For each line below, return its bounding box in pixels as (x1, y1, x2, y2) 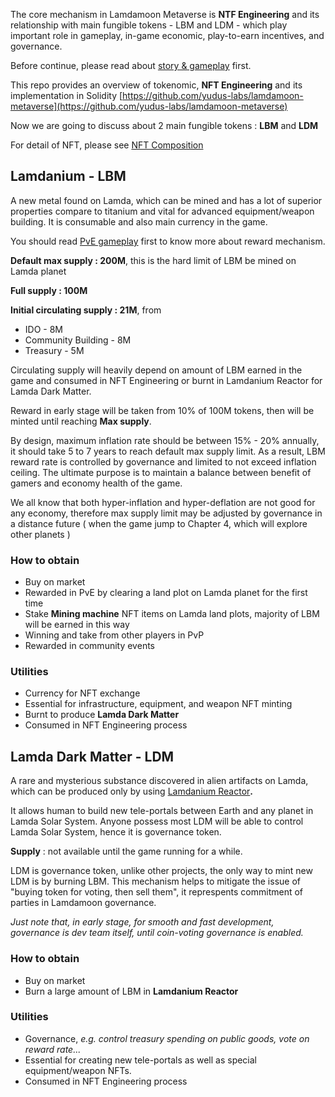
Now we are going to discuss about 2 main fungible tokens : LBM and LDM (10, 120, 319, 131)
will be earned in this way (24, 619, 130, 631)
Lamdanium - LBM (10, 168, 127, 185)
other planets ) (10, 528, 71, 540)
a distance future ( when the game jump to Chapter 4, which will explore (10, 517, 308, 529)
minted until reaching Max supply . (10, 415, 152, 427)
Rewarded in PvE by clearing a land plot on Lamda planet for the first (24, 587, 308, 599)
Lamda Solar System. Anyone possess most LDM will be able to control (10, 815, 304, 828)
